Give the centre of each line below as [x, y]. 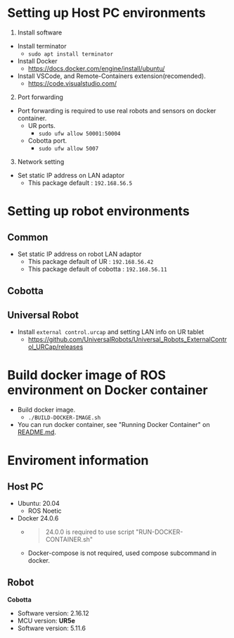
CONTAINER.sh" [69, 540]
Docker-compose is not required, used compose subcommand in [122, 553]
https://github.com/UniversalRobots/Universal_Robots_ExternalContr [127, 340]
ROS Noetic [45, 511]
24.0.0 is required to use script [90, 532]
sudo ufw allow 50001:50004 [79, 134]
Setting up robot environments [98, 211]
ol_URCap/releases [56, 347]
